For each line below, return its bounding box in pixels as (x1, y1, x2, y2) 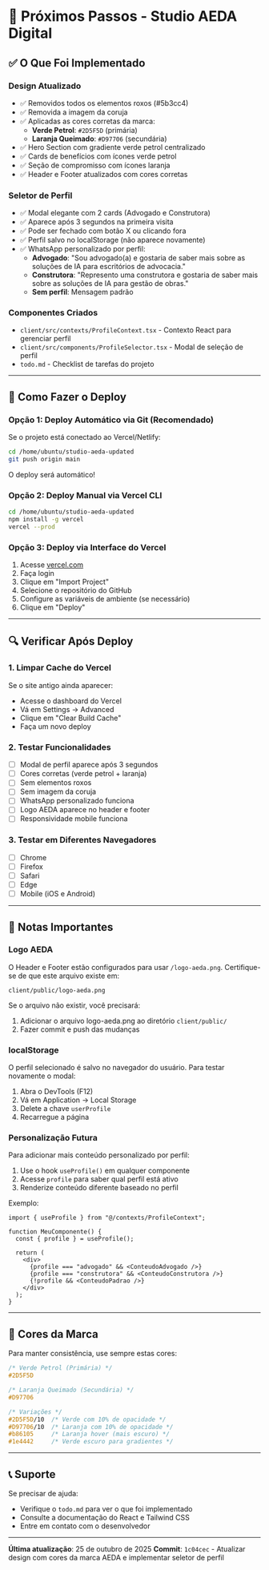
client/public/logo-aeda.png (8, 986, 106, 994)
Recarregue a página (19, 1113, 90, 1122)
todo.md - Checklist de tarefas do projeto (19, 360, 155, 369)
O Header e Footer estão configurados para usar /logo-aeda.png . (8, 962, 223, 972)
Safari (19, 871, 40, 880)
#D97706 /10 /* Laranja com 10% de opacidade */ (8, 1423, 174, 1431)
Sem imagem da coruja (19, 787, 97, 796)
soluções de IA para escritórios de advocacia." (31, 262, 187, 272)
